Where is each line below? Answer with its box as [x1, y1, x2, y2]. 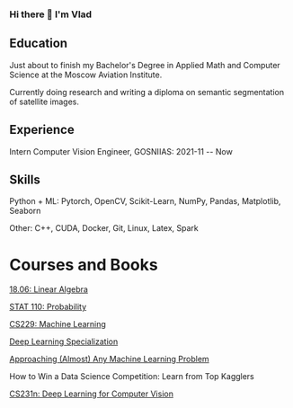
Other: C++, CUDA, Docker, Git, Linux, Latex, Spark [9, 223, 200, 234]
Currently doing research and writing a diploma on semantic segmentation [9, 86, 285, 97]
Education [9, 36, 68, 51]
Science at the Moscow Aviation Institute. [9, 69, 163, 80]
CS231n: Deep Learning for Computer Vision [9, 388, 173, 399]
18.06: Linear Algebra [9, 284, 88, 295]
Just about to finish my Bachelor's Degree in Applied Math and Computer [9, 59, 280, 70]
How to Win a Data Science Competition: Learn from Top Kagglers [9, 371, 254, 382]
